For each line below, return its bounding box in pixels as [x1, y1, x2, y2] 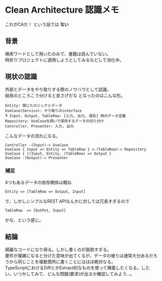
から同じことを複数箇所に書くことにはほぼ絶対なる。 [9, 259, 115, 264]
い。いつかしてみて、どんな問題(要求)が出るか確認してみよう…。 [5, 271, 135, 277]
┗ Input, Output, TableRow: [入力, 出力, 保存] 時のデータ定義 [5, 113, 126, 118]
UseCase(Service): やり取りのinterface [5, 108, 82, 113]
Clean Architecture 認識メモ [5, 4, 119, 16]
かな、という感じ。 [5, 217, 44, 223]
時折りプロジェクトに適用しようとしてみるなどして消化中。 [5, 57, 124, 63]
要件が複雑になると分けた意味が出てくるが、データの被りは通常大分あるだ [5, 252, 154, 258]
